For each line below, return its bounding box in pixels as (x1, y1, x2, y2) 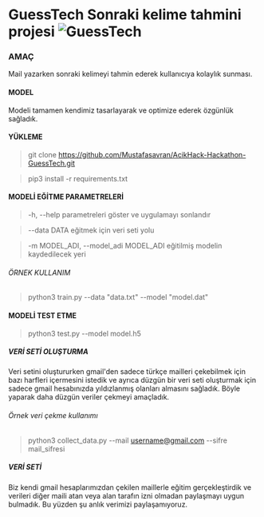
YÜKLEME (8, 132, 43, 141)
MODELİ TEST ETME (8, 310, 77, 320)
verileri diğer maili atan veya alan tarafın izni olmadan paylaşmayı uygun (8, 491, 245, 500)
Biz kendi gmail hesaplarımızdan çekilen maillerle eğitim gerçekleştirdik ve (8, 482, 252, 492)
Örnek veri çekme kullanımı (8, 411, 98, 420)
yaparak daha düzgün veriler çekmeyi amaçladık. (8, 392, 170, 402)
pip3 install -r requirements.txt (27, 173, 128, 183)
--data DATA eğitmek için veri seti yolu (27, 225, 155, 235)
